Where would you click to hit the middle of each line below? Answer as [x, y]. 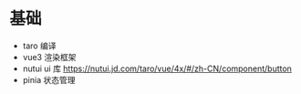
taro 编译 [39, 46]
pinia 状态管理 [49, 79]
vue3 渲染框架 [49, 57]
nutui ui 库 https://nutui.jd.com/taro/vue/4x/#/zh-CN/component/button [157, 68]
